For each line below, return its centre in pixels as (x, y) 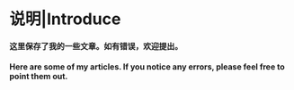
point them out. (39, 77)
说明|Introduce (65, 19)
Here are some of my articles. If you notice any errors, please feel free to (147, 67)
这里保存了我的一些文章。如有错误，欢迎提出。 (96, 45)
